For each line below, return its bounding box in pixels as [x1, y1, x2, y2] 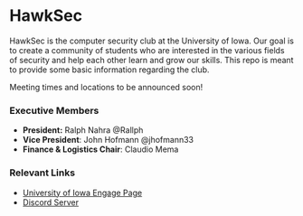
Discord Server [22, 196, 80, 208]
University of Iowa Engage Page [22, 187, 143, 198]
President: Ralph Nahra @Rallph [22, 125, 144, 136]
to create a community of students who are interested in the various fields [9, 44, 285, 55]
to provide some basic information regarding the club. [9, 64, 210, 75]
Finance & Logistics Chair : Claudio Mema [22, 144, 179, 155]
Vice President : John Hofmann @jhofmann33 [22, 135, 194, 146]
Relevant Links [9, 166, 75, 179]
